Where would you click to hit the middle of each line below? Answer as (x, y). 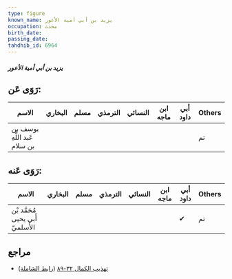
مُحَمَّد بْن (24, 210)
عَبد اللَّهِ (22, 137)
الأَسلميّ (23, 227)
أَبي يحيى (24, 219)
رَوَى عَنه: (25, 170)
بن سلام (23, 146)
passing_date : (28, 39)
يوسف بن (25, 129)
